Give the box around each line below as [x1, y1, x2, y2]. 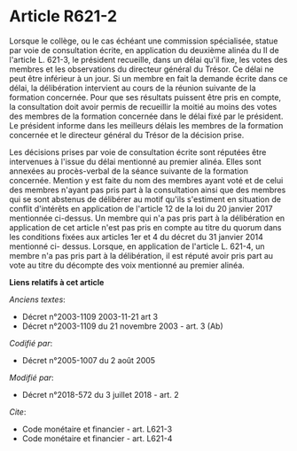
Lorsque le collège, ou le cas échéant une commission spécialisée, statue [9, 35, 278, 46]
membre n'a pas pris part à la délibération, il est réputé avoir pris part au [9, 250, 273, 260]
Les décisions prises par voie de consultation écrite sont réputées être [9, 146, 267, 157]
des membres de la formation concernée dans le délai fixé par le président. [9, 111, 284, 121]
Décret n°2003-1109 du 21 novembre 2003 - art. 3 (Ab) [21, 321, 223, 331]
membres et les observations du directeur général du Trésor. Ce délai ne [9, 64, 275, 74]
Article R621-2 [9, 6, 118, 27]
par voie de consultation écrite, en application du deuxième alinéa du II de [9, 44, 279, 55]
